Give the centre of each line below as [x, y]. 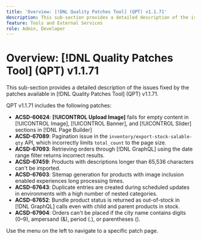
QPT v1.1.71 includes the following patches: [59, 106]
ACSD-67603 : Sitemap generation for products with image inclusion [99, 175]
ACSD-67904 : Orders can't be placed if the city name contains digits [100, 213]
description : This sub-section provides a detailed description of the [97, 17]
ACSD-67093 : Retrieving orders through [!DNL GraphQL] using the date [104, 149]
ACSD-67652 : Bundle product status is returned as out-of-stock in [97, 200]
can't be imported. [38, 168]
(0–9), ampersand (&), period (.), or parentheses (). [77, 219]
